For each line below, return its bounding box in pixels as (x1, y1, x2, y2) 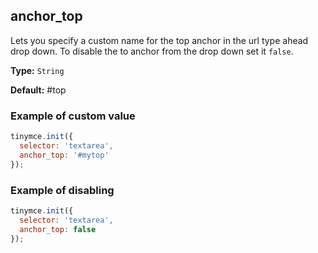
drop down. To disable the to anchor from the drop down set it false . (10, 45, 294, 57)
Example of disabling (10, 183, 115, 197)
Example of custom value (10, 109, 136, 123)
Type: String (10, 64, 65, 76)
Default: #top (10, 84, 67, 96)
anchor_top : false (19, 224, 97, 234)
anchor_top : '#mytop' (19, 150, 110, 160)
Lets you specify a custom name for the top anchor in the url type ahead (10, 34, 309, 46)
